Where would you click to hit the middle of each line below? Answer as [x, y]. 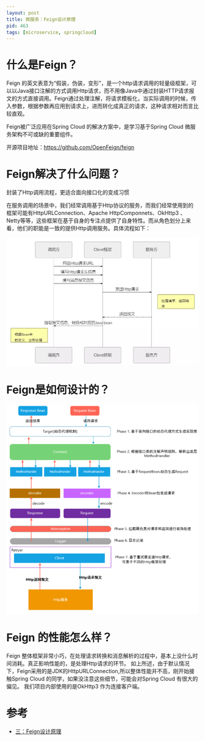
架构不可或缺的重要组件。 [44, 134]
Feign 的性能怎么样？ [59, 637]
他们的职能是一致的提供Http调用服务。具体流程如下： [84, 228]
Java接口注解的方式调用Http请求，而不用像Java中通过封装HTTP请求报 [106, 91]
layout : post [23, 13]
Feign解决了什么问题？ [63, 174]
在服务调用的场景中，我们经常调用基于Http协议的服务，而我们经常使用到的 [100, 205]
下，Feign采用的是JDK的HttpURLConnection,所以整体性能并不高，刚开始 [98, 671]
